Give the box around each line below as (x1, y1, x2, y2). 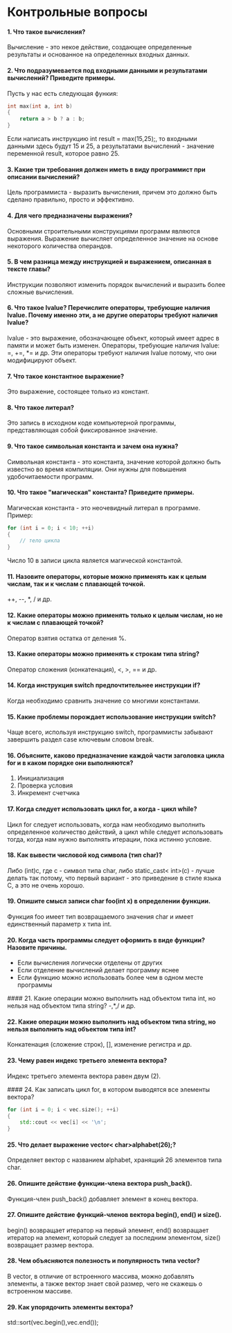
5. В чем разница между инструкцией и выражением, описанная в (7, 258, 212, 266)
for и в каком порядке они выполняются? (7, 758, 134, 767)
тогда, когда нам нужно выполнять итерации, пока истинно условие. (7, 835, 212, 843)
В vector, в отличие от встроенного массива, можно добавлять (7, 1272, 195, 1280)
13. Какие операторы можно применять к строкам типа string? (7, 650, 199, 658)
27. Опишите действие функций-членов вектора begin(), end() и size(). (7, 1211, 222, 1219)
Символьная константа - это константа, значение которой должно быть (7, 457, 222, 466)
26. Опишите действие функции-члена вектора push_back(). (7, 1179, 193, 1187)
